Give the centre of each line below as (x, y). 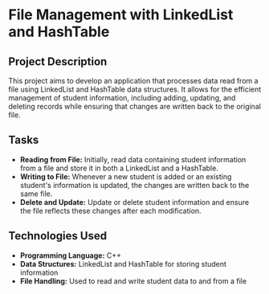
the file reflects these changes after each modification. (111, 210)
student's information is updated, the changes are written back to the (134, 185)
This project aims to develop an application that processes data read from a (133, 81)
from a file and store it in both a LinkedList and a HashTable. (119, 168)
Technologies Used (57, 236)
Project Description (58, 61)
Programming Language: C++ (71, 255)
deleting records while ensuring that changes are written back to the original (134, 106)
